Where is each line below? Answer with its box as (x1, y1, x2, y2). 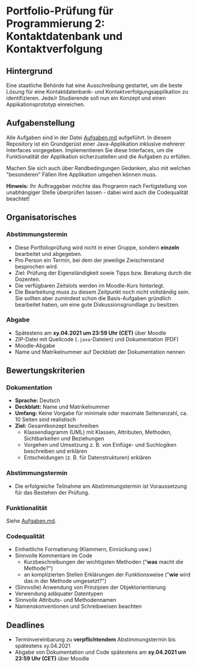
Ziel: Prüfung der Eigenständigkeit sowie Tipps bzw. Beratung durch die (14, 269, 192, 276)
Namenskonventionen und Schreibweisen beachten (14, 603, 142, 610)
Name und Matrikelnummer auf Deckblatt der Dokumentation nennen (14, 348, 185, 356)
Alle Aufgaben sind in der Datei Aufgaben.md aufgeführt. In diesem (6, 134, 171, 141)
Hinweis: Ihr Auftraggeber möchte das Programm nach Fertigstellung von (6, 182, 187, 189)
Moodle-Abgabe (14, 342, 56, 349)
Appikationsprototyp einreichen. (6, 101, 85, 108)
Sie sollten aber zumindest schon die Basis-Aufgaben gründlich (14, 294, 171, 302)
